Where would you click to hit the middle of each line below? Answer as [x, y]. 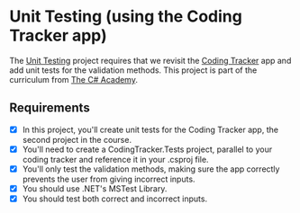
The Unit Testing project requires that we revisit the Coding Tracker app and [150, 60]
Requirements [50, 108]
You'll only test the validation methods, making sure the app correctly [151, 169]
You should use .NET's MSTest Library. [95, 188]
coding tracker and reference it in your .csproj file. [115, 159]
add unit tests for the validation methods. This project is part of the [133, 70]
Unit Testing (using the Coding [126, 17]
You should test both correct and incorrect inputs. [115, 199]
